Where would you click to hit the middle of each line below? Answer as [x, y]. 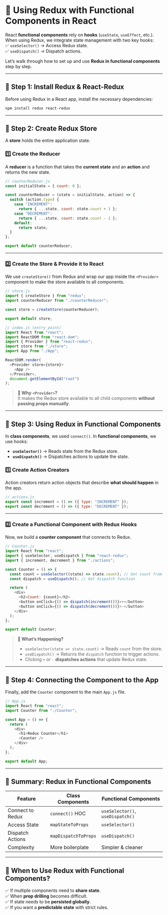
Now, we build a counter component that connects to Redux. [68, 537]
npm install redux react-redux [38, 108]
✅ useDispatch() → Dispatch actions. [43, 51]
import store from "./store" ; [37, 346]
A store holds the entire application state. [48, 140]
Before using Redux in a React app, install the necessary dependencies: [79, 99]
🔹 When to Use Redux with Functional [65, 871]
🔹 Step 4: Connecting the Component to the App [82, 680]
